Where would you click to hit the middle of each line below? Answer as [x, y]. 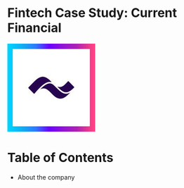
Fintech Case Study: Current [92, 13]
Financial [34, 28]
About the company [46, 177]
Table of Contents [60, 158]
